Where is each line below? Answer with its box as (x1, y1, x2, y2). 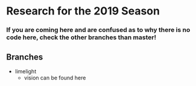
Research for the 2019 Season (6, 4, 160, 18)
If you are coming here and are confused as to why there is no (6, 26, 191, 34)
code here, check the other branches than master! (6, 33, 157, 41)
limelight (14, 67, 37, 75)
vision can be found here (24, 74, 86, 81)
